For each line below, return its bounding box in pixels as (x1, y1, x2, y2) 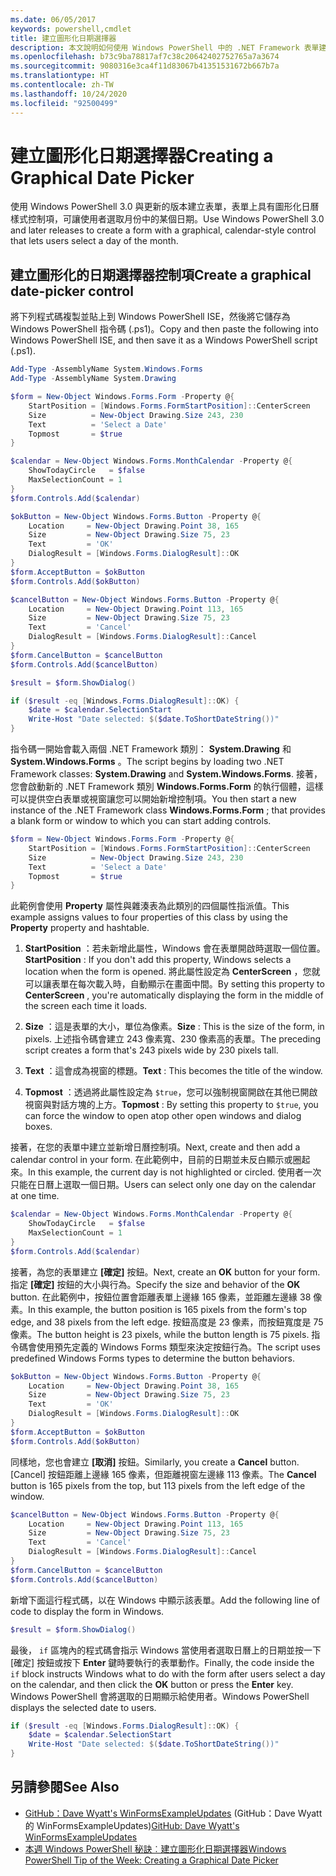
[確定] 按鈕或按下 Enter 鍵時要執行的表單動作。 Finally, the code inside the (10, 1656, 315, 1668)
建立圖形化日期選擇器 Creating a (10, 144, 274, 167)
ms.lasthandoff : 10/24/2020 (10, 89, 128, 99)
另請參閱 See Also (10, 1779, 120, 1796)
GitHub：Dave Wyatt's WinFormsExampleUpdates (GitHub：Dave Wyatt (24, 1807, 323, 1819)
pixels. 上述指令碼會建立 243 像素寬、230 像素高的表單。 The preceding (24, 1033, 322, 1045)
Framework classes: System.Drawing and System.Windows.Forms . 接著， (10, 768, 323, 780)
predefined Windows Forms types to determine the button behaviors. (10, 1352, 296, 1364)
